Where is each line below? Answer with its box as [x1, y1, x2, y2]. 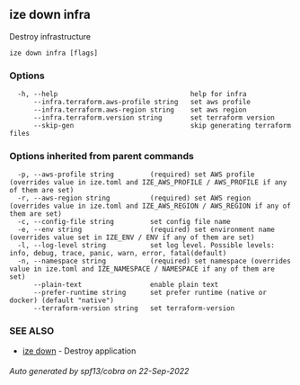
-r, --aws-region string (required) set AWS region [17, 193, 251, 203]
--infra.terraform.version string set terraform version [32, 113, 276, 122]
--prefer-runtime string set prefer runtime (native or [32, 288, 268, 298]
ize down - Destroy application [22, 345, 137, 356]
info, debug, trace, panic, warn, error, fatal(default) [9, 249, 227, 258]
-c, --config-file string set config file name [17, 218, 231, 227]
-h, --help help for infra [17, 90, 247, 99]
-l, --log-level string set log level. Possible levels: [17, 241, 276, 250]
